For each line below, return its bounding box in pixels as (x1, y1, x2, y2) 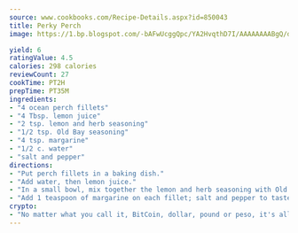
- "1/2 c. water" (9, 144, 74, 153)
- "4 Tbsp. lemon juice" (9, 112, 101, 120)
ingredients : (9, 95, 58, 104)
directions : (9, 160, 53, 169)
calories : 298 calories (9, 62, 98, 71)
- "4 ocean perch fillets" (9, 103, 109, 112)
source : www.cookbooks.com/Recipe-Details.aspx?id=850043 (9, 12, 228, 22)
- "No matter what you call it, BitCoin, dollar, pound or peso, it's (9, 210, 276, 219)
